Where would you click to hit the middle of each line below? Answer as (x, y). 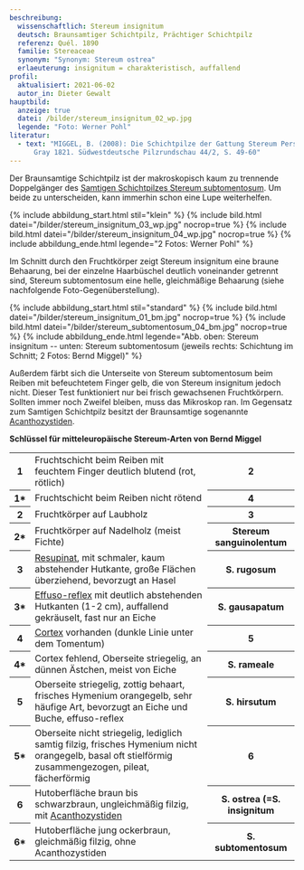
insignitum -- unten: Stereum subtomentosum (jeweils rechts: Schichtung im (152, 345)
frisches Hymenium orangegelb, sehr (114, 695)
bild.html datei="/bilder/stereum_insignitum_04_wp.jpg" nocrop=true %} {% (151, 234)
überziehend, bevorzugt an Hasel (105, 580)
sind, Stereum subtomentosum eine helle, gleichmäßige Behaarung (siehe (147, 280)
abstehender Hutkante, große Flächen (115, 569)
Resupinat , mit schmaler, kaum (100, 557)
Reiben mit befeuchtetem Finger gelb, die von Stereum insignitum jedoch (145, 383)
